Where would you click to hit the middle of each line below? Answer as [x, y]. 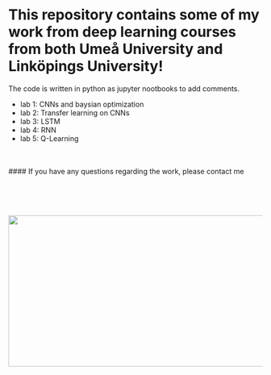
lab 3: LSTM [40, 121]
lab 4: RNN [38, 130]
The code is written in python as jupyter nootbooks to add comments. [124, 88]
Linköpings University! [86, 67]
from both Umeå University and [116, 49]
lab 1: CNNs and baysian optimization [82, 104]
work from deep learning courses [122, 32]
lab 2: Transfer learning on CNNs [75, 112]
